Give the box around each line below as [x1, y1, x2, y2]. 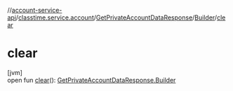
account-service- [11, 6, 62, 14]
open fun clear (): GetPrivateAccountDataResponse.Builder [7, 76, 176, 84]
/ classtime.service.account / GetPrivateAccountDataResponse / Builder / [15, 13, 218, 22]
